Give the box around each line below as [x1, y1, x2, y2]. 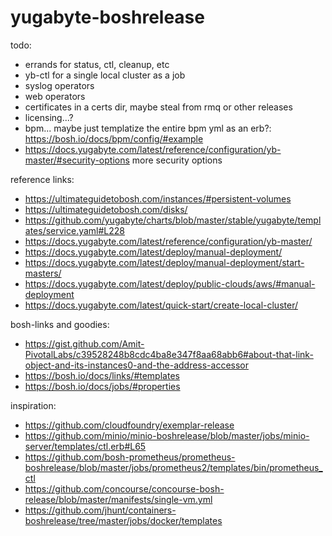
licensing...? [24, 111, 74, 123]
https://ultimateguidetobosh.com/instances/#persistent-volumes [24, 192, 292, 205]
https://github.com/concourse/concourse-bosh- [24, 482, 225, 495]
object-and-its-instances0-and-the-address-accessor [24, 359, 250, 371]
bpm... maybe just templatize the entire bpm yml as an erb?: [24, 122, 272, 134]
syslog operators [24, 79, 95, 91]
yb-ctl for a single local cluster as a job [24, 69, 186, 81]
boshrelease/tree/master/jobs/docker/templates [24, 514, 223, 526]
